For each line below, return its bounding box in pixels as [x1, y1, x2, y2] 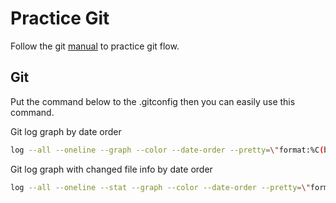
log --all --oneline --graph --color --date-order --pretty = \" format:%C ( [10, 145, 325, 155]
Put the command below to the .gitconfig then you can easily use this [10, 95, 296, 107]
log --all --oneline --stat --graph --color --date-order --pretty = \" [10, 182, 311, 192]
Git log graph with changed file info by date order [10, 163, 213, 175]
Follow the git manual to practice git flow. [10, 40, 180, 52]
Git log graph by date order [10, 125, 122, 137]
